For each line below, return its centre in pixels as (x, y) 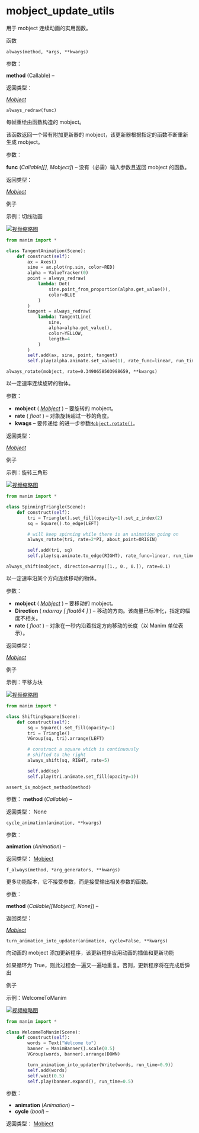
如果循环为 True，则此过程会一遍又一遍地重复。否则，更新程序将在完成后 (95, 965)
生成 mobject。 (25, 142)
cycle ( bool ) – (32, 1112)
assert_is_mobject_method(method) (49, 787)
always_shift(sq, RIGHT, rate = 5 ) (69, 761)
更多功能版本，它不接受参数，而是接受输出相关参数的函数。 (79, 881)
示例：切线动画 (24, 216)
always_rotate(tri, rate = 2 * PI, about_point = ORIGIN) (93, 540)
